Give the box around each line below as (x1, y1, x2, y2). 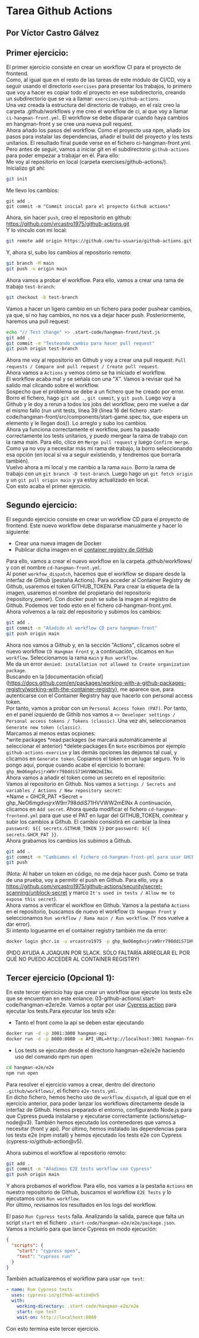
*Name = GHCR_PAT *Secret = (6, 793, 83, 800)
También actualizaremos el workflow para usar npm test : (6, 1275, 145, 1282)
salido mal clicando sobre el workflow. (6, 382, 99, 389)
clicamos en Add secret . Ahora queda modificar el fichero (6, 805, 147, 812)
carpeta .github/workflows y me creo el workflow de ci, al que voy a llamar (6, 108, 188, 115)
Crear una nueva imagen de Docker (14, 540, 102, 547)
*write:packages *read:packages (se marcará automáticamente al (6, 736, 167, 743)
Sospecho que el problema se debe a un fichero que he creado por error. (6, 388, 185, 396)
